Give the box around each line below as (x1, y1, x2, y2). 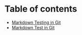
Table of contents (4, 3, 78, 15)
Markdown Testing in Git (11, 19, 61, 25)
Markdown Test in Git (11, 24, 55, 30)
